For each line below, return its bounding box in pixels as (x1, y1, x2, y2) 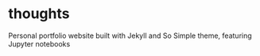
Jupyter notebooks (8, 39, 71, 48)
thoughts (8, 5, 70, 23)
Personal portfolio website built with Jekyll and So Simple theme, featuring (8, 31, 252, 40)
